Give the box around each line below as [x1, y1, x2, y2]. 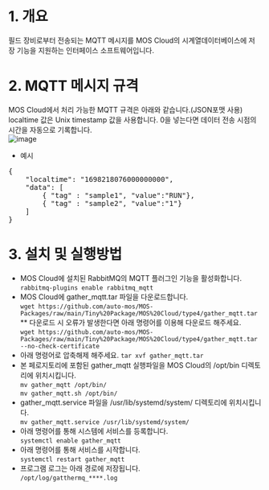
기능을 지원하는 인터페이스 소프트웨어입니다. [16, 45, 155, 55]
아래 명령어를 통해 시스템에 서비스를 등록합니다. [19, 426, 169, 435]
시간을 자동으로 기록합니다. [8, 125, 92, 134]
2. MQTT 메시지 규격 [8, 77, 139, 95]
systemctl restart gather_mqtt [19, 455, 125, 463]
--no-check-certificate [19, 342, 100, 350]
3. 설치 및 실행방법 [8, 245, 123, 264]
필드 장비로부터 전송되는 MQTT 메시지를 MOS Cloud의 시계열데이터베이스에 [8, 35, 247, 45]
